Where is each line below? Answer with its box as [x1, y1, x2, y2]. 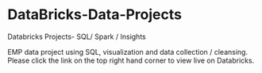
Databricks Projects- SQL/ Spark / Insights [7, 32, 146, 41]
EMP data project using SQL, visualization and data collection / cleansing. [7, 47, 248, 56]
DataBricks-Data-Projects [7, 6, 182, 24]
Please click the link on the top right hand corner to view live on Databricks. [7, 56, 255, 65]
